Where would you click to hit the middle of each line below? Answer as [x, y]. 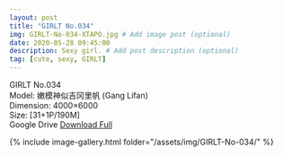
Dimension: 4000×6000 [54, 105]
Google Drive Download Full [61, 125]
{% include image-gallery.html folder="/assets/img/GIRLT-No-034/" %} [141, 142]
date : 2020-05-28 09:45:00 [60, 43]
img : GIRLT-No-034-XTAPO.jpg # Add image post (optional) [120, 34]
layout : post [34, 17]
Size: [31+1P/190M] [45, 115]
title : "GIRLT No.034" [52, 26]
